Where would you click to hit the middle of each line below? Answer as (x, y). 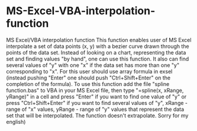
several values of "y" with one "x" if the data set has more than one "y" (93, 65)
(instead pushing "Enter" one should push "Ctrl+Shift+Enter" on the (88, 78)
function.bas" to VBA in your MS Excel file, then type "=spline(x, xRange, (95, 90)
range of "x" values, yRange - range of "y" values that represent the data (95, 109)
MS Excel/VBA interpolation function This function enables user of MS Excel (99, 40)
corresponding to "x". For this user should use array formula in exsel (89, 71)
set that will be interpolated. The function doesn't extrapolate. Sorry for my (97, 115)
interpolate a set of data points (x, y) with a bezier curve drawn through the (98, 46)
